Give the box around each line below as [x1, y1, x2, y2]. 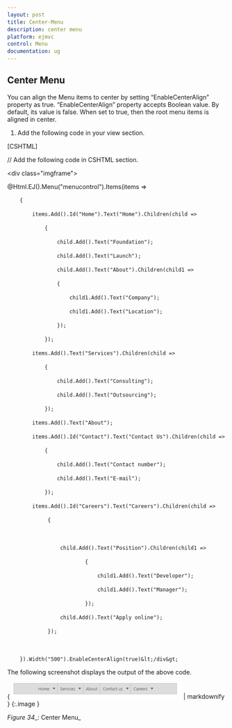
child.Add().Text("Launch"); [56, 252, 141, 259]
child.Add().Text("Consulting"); [56, 378, 154, 385]
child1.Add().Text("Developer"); [97, 572, 194, 579]
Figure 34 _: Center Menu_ [7, 713, 81, 721]
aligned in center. [7, 115, 57, 123]
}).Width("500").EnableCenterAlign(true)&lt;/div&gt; [19, 656, 179, 663]
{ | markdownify [7, 692, 225, 700]
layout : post [7, 11, 45, 18]
